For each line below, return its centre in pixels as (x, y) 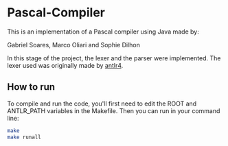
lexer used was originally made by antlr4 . (65, 65)
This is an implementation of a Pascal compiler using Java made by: (103, 32)
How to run (31, 87)
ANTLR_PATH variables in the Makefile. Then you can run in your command (114, 110)
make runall (24, 137)
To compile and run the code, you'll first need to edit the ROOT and (102, 104)
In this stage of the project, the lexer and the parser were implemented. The (114, 58)
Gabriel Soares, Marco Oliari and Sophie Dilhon (74, 45)
